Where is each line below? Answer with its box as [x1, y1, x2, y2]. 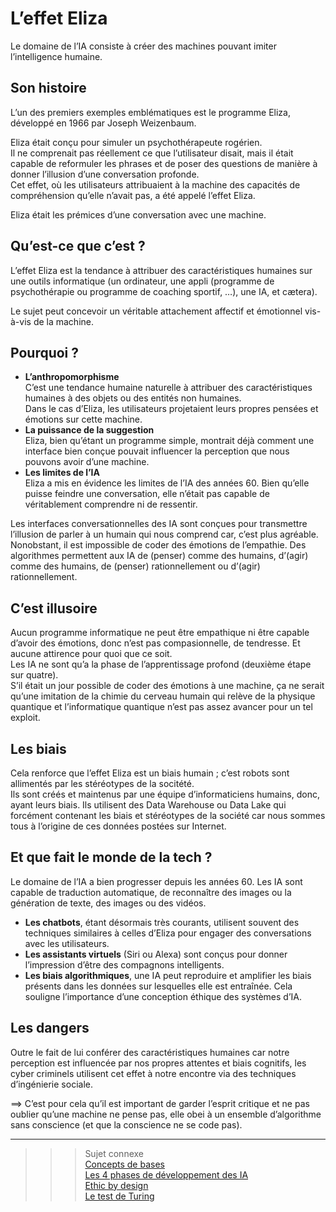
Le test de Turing [84, 1190, 155, 1202]
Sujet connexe [84, 1147, 144, 1159]
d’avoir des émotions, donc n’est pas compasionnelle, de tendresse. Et [10, 637, 301, 649]
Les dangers [10, 1020, 90, 1037]
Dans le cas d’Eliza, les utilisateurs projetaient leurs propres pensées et [24, 403, 319, 415]
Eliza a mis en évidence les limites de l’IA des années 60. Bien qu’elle [24, 477, 310, 489]
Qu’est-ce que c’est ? [10, 238, 146, 255]
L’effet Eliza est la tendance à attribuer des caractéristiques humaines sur [10, 264, 313, 276]
